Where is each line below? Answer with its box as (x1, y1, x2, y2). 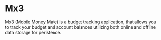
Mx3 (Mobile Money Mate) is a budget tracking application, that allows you (5, 19, 156, 25)
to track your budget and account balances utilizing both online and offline (5, 24, 156, 30)
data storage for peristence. (5, 29, 62, 35)
